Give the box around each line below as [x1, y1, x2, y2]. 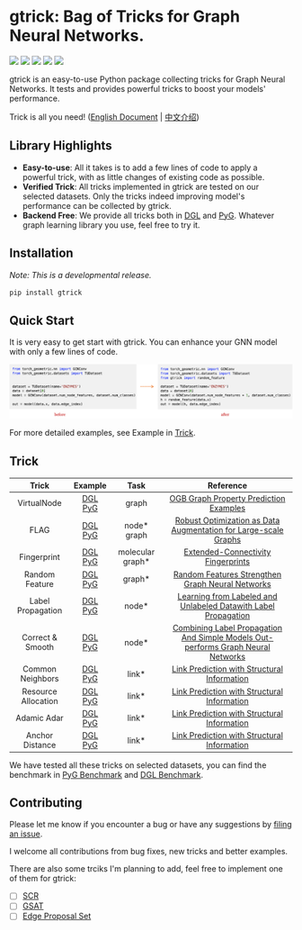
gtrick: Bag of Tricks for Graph [9, 6, 241, 27]
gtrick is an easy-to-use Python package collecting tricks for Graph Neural [9, 74, 286, 85]
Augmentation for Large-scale [171, 525, 284, 536]
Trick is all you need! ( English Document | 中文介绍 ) [9, 111, 200, 122]
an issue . [9, 828, 43, 839]
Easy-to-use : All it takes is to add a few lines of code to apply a [22, 162, 258, 173]
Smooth [25, 642, 55, 653]
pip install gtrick [9, 288, 83, 297]
